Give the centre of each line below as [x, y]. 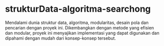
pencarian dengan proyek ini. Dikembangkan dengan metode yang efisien [80, 27]
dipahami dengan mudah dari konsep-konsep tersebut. [60, 38]
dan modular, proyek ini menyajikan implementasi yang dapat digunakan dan [82, 33]
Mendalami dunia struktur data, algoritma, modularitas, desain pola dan [77, 23]
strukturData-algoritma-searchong [78, 9]
